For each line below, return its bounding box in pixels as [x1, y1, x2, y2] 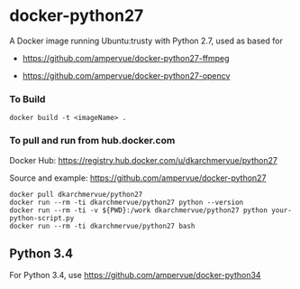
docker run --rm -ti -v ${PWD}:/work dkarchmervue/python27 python [9, 205, 268, 215]
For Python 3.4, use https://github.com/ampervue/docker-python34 [9, 270, 261, 281]
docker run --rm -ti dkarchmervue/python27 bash [9, 221, 195, 230]
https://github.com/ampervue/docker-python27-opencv [22, 70, 231, 81]
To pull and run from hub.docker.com [9, 135, 176, 147]
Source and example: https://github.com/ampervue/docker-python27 [9, 172, 267, 183]
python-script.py [9, 213, 75, 222]
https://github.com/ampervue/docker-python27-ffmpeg [22, 52, 230, 63]
